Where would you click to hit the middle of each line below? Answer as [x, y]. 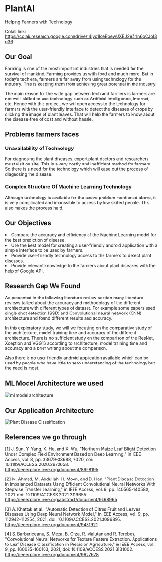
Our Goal [19, 57]
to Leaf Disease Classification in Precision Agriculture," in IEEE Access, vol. [80, 544]
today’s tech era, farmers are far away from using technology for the [73, 79]
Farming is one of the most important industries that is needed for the [74, 68]
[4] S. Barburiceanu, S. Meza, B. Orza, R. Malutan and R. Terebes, [70, 534]
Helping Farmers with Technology [39, 22]
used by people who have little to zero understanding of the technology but [80, 363]
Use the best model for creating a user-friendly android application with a [84, 245]
